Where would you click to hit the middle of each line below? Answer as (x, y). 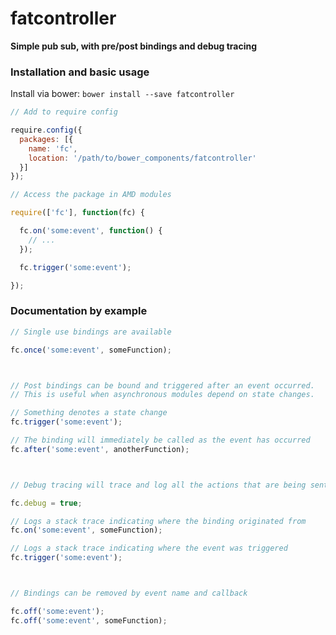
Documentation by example (79, 311)
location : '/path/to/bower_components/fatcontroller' (142, 158)
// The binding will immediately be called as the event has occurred (160, 440)
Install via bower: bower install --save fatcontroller (122, 94)
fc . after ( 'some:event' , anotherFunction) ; (100, 449)
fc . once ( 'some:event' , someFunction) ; (91, 350)
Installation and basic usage (80, 72)
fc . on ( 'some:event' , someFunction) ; (86, 530)
